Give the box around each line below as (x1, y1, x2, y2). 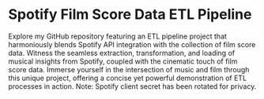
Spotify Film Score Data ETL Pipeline (8, 5, 252, 24)
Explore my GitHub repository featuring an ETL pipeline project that (8, 31, 228, 41)
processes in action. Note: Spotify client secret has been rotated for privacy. (8, 81, 257, 91)
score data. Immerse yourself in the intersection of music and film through (8, 64, 250, 74)
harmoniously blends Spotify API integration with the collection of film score (8, 39, 256, 49)
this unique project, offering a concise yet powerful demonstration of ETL (8, 73, 247, 82)
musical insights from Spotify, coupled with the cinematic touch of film (8, 57, 238, 66)
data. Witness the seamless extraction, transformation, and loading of (8, 48, 236, 57)
